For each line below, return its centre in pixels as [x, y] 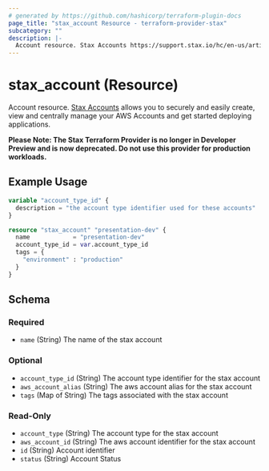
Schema [29, 300]
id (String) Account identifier [67, 450]
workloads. [28, 157]
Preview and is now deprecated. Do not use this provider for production [129, 148]
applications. [29, 124]
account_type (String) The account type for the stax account [119, 433]
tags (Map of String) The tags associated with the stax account [124, 395]
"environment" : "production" [73, 260]
